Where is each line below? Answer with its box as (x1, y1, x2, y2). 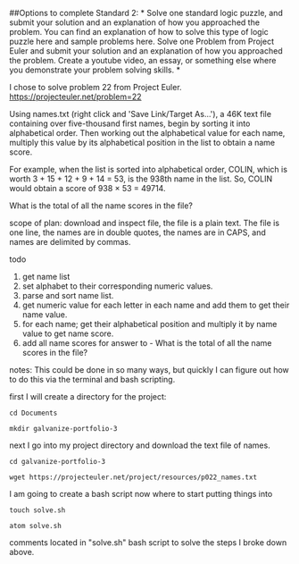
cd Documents (9, 408, 58, 417)
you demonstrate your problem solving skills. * (9, 64, 181, 75)
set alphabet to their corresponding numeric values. (21, 281, 213, 291)
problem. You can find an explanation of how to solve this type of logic (9, 27, 270, 37)
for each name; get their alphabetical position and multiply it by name (21, 319, 278, 329)
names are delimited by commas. (9, 237, 131, 247)
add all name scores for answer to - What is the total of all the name (21, 338, 272, 348)
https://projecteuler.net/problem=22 (9, 91, 142, 102)
